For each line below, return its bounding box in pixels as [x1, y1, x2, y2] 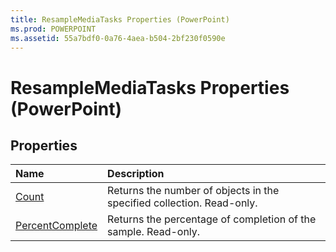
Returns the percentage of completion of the [107, 212, 317, 226]
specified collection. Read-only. [107, 196, 258, 210]
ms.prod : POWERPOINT [10, 24, 97, 34]
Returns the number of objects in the [107, 184, 280, 198]
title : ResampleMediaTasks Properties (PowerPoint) [10, 14, 230, 25]
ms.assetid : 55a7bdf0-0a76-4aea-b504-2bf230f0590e [10, 33, 226, 43]
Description [107, 167, 165, 181]
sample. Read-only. [107, 225, 201, 239]
